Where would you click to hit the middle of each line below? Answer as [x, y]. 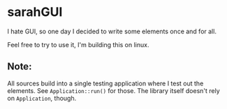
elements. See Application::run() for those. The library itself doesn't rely [113, 90]
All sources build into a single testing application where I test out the [105, 83]
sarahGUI [35, 12]
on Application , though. [42, 98]
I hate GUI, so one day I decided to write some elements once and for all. [112, 31]
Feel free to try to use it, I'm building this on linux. [78, 44]
